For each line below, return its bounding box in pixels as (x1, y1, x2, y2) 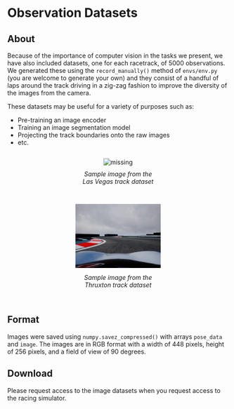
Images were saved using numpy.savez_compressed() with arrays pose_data (7, 332, 223, 341)
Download (7, 368, 53, 380)
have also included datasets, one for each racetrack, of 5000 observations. (7, 59, 226, 67)
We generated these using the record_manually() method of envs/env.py (7, 67, 218, 74)
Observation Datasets (7, 5, 138, 21)
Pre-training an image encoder (17, 116, 107, 124)
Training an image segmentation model (17, 123, 131, 131)
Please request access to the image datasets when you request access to (7, 386, 221, 394)
